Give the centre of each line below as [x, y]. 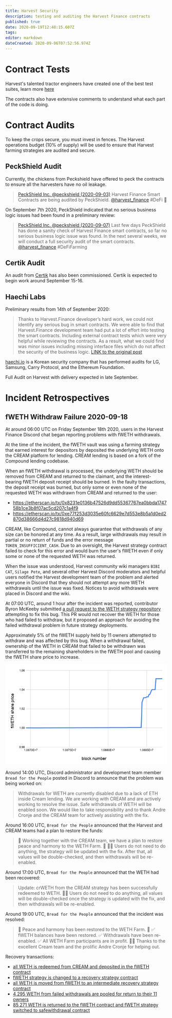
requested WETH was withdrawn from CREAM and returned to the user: [81, 493]
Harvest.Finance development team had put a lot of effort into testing [91, 330]
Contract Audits [40, 125]
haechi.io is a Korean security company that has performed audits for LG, [83, 362]
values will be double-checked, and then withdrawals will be [82, 857]
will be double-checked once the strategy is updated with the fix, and [91, 898]
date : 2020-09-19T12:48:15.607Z [40, 27]
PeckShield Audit [33, 167]
